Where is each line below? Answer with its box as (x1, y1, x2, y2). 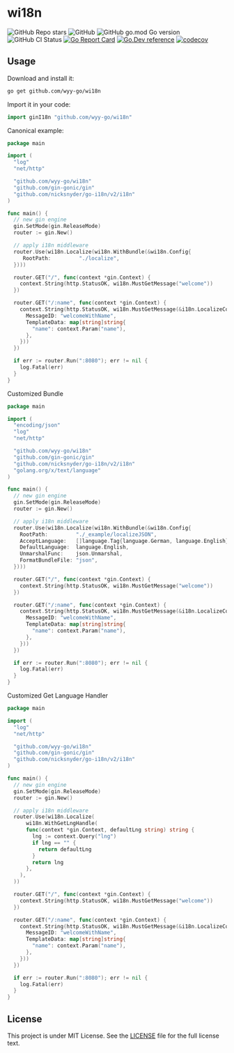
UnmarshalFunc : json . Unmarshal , (19, 551, 123, 558)
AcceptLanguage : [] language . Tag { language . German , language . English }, (19, 537, 232, 544)
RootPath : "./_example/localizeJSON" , (19, 531, 157, 538)
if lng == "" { (32, 839, 77, 846)
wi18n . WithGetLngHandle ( (25, 820, 98, 827)
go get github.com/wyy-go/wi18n (7, 87, 101, 95)
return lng (32, 859, 64, 866)
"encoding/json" (13, 422, 61, 429)
